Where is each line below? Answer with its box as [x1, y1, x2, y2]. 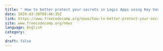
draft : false [5, 39, 32, 44]
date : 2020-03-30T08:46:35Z [5, 12, 62, 17]
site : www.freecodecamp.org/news [5, 20, 73, 26]
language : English [5, 25, 42, 30]
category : [5, 30, 25, 34]
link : [5, 16, 16, 21]
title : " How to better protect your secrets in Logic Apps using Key [5, 7, 151, 12]
